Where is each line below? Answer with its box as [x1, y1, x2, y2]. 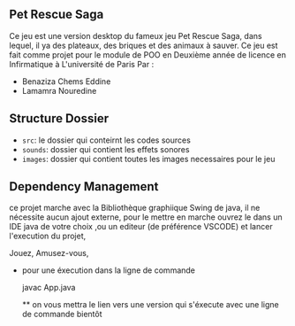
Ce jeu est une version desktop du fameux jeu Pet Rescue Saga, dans [9, 30, 262, 41]
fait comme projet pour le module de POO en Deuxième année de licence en [9, 49, 287, 60]
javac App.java [21, 283, 76, 293]
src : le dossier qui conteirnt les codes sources [21, 135, 192, 145]
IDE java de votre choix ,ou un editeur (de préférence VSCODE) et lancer [9, 221, 273, 232]
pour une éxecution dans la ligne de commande [21, 265, 196, 276]
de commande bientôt [21, 309, 103, 320]
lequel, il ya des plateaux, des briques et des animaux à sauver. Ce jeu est [9, 40, 278, 50]
